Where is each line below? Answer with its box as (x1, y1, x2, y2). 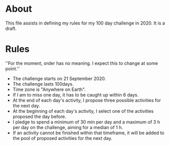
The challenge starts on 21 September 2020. (12, 75, 106, 82)
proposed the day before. (12, 113, 66, 119)
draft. (5, 25, 17, 31)
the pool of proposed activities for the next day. (12, 135, 112, 141)
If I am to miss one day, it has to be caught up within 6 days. (12, 91, 139, 98)
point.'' (5, 65, 20, 71)
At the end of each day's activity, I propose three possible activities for (12, 97, 161, 103)
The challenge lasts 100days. (12, 81, 74, 87)
